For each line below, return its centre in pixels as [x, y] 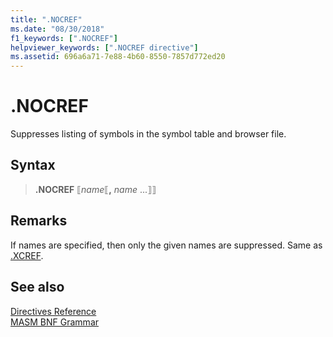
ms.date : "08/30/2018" [57, 29]
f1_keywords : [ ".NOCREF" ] [64, 38]
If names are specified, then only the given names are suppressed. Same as [166, 245]
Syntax [33, 165]
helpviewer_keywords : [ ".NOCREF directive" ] [104, 47]
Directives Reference [53, 311]
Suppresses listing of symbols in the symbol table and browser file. [148, 134]
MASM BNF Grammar [55, 322]
